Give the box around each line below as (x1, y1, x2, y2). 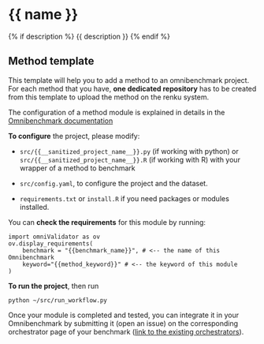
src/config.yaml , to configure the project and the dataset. (19, 178, 208, 188)
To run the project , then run (8, 281, 99, 290)
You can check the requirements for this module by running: (8, 217, 206, 226)
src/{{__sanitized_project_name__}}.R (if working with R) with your (19, 155, 240, 164)
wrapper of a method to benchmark (19, 163, 136, 173)
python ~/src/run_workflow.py (8, 296, 108, 305)
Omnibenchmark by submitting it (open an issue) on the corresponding (8, 318, 239, 328)
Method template (8, 54, 95, 68)
